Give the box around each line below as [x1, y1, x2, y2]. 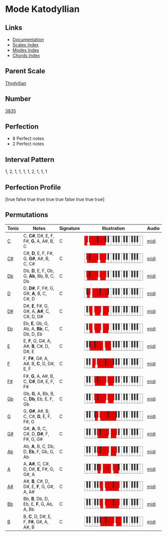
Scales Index [12, 42, 39, 48]
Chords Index [12, 52, 40, 58]
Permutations [5, 211, 48, 219]
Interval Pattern [5, 155, 55, 164]
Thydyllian [5, 80, 26, 86]
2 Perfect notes [12, 141, 44, 147]
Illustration [101, 226, 125, 232]
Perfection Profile [5, 183, 61, 192]
